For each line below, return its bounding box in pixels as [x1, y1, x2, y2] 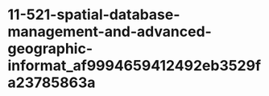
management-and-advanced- [7, 22, 213, 41]
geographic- [7, 40, 93, 58]
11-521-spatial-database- [7, 6, 180, 24]
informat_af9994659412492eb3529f [7, 57, 262, 75]
